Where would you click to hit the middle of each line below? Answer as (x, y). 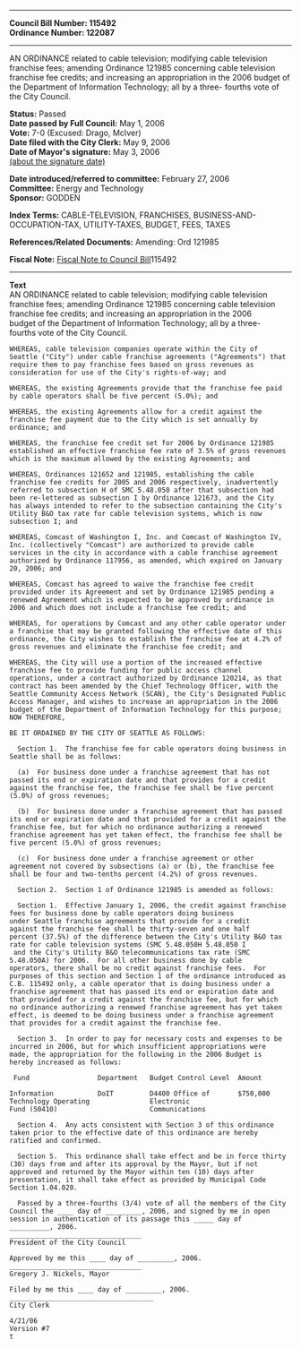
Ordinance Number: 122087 (62, 33)
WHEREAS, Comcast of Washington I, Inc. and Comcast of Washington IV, (146, 537)
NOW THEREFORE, (38, 717)
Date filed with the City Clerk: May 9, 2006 (90, 142)
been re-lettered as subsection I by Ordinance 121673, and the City (142, 498)
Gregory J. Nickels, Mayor (60, 1274)
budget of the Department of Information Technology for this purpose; (146, 709)
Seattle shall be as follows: (66, 757)
